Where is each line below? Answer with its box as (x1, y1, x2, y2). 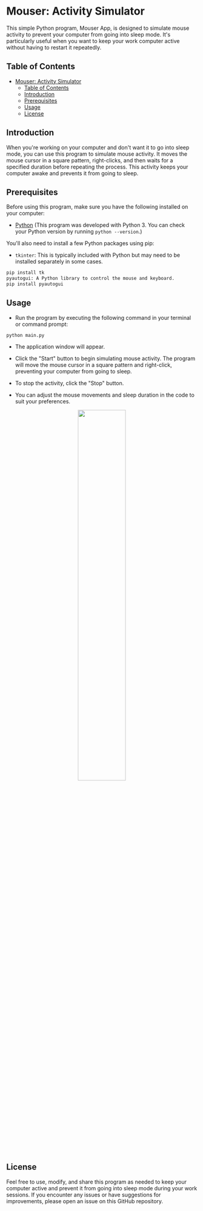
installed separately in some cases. (15, 258, 103, 265)
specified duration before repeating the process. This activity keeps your (6, 163, 188, 170)
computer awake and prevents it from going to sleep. (6, 169, 139, 177)
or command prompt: (15, 321, 68, 328)
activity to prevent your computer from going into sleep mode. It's (6, 30, 171, 38)
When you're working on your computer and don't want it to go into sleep (6, 144, 190, 151)
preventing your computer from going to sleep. (15, 367, 132, 375)
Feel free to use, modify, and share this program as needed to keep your (6, 1178, 187, 1185)
